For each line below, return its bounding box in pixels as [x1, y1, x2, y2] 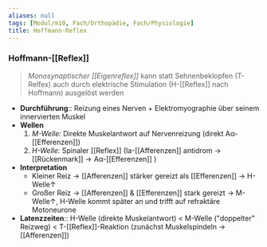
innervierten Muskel [19, 112, 86, 121]
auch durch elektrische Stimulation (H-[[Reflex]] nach [53, 79, 229, 88]
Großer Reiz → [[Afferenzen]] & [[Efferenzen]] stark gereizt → [31, 188, 234, 198]
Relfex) [27, 79, 52, 88]
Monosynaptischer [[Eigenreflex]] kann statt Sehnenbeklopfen [27, 71, 234, 80]
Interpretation [19, 163, 68, 172]
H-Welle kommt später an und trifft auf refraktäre [59, 196, 221, 206]
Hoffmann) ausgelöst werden [27, 88, 124, 97]
